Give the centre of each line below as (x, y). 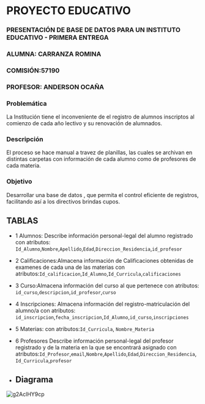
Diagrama (34, 379)
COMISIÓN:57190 (33, 70)
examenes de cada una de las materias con (70, 267)
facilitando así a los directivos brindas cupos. (63, 201)
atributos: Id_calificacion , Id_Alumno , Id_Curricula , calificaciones (98, 273)
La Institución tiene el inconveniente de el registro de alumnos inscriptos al (100, 117)
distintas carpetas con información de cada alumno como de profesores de (101, 159)
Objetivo (19, 182)
